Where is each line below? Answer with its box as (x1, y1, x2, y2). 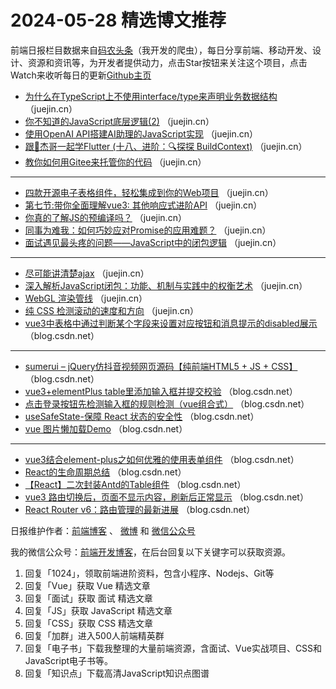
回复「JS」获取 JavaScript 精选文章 (24, 604, 173, 616)
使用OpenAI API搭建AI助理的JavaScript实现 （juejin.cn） (24, 127, 259, 140)
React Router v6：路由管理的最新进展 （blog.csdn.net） (24, 503, 256, 515)
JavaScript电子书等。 (24, 654, 114, 666)
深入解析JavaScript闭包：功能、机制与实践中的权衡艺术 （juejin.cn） (24, 279, 308, 291)
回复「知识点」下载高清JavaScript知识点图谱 (24, 667, 210, 679)
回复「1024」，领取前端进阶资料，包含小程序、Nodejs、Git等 (24, 567, 275, 579)
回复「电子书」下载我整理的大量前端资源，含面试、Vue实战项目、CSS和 (24, 642, 323, 654)
